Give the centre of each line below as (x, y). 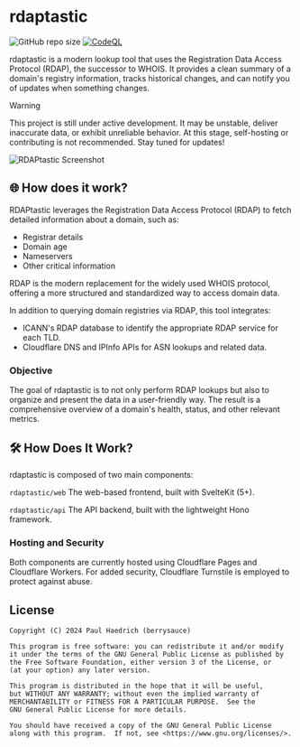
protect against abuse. (51, 582)
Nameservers (48, 256)
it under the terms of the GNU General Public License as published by (146, 654)
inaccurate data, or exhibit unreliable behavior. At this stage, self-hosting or (149, 132)
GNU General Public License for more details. (98, 710)
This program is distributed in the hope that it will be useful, (136, 686)
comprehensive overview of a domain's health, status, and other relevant (145, 409)
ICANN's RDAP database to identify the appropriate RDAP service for (150, 328)
